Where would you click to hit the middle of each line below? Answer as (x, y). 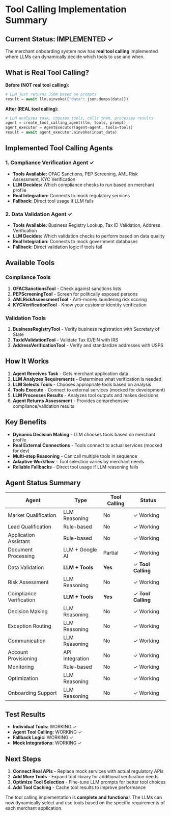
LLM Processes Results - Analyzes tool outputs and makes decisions (85, 395)
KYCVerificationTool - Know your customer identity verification (79, 305)
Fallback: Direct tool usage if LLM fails (53, 201)
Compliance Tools (28, 277)
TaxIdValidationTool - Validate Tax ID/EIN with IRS (65, 340)
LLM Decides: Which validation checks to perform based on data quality (89, 236)
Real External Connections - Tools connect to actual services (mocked (88, 445)
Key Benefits (26, 422)
